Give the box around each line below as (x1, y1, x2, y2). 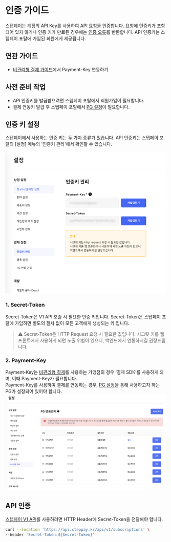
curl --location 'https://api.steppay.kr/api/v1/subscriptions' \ (5, 527, 150, 532)
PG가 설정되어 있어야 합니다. (5, 388, 62, 394)
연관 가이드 (5, 52, 38, 60)
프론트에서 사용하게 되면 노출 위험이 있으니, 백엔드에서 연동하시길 (17, 337, 148, 343)
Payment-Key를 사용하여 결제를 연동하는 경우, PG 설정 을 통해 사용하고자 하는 (5, 382, 160, 388)
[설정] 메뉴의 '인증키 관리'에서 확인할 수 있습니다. (14, 141, 113, 147)
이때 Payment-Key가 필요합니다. (12, 376, 78, 381)
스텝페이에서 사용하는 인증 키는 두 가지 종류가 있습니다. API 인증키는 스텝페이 (5, 135, 159, 141)
